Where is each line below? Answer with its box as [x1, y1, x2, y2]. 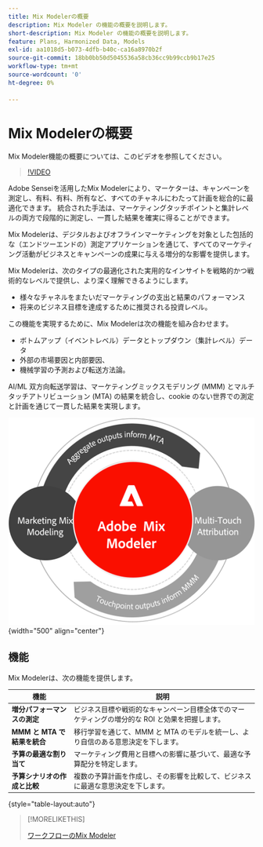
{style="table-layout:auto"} [8, 799, 95, 809]
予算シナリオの [11, 772, 60, 781]
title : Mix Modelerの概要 [8, 13, 89, 20]
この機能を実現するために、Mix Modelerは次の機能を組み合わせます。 [8, 319, 233, 329]
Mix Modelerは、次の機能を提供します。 [8, 673, 137, 682]
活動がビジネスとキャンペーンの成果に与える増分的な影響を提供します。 [21, 250, 254, 259]
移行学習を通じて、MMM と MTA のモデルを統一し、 [74, 727, 243, 736]
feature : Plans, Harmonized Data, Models [8, 38, 146, 46]
